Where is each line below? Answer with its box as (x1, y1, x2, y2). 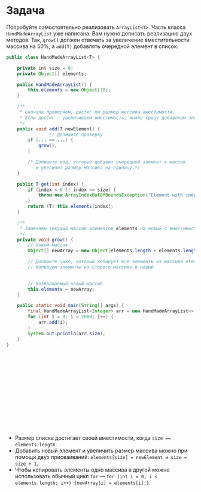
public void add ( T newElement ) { (17, 126, 100, 132)
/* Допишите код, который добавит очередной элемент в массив (28, 159, 186, 165)
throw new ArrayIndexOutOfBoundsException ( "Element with (38, 192, 184, 198)
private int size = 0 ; (17, 65, 74, 71)
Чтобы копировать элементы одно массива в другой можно (14, 466, 170, 473)
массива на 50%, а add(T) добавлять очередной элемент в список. (6, 43, 179, 50)
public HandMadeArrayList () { (17, 82, 93, 88)
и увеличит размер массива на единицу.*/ (35, 165, 141, 171)
